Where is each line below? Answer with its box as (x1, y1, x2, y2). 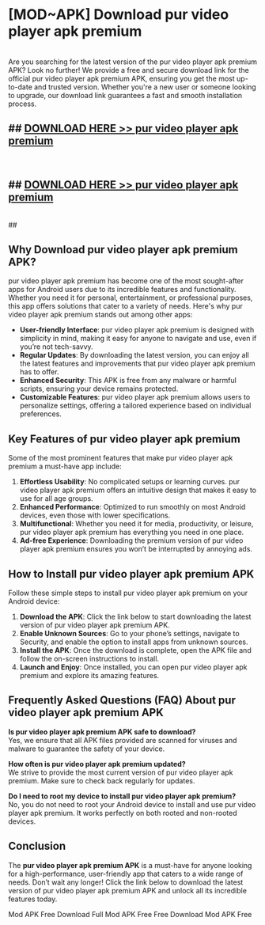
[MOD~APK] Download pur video (8, 6, 229, 24)
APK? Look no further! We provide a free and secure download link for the (8, 65, 249, 74)
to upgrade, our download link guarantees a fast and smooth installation (8, 90, 243, 100)
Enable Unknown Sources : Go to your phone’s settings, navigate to (19, 629, 240, 638)
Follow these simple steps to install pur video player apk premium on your (8, 588, 248, 597)
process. (8, 99, 37, 108)
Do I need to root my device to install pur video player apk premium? (8, 791, 237, 801)
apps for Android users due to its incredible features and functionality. (8, 285, 237, 294)
